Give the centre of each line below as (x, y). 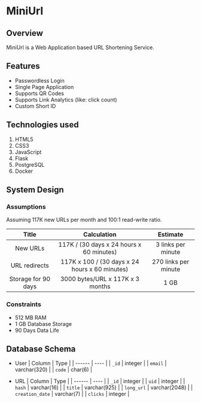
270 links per (170, 262)
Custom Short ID (35, 106)
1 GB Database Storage (43, 323)
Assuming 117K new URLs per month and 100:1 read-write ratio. (84, 220)
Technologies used (42, 125)
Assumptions (26, 206)
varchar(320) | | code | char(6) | (54, 370)
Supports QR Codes (39, 93)
